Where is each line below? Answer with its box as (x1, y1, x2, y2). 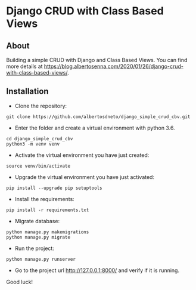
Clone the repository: (14, 102, 67, 109)
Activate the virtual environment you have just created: (14, 151, 150, 159)
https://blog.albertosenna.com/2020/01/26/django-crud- (43, 63, 183, 70)
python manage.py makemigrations (6, 229, 89, 235)
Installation (6, 87, 49, 97)
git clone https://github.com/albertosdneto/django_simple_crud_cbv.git (6, 113, 191, 120)
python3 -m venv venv (6, 141, 60, 147)
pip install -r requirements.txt (6, 207, 89, 213)
